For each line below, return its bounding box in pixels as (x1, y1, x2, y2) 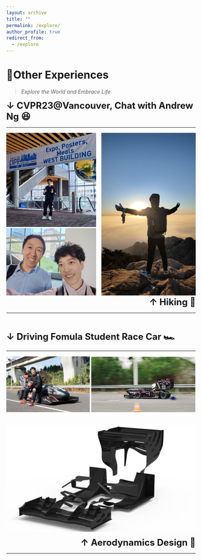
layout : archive (6, 10, 47, 16)
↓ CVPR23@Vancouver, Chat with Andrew (6, 99, 194, 111)
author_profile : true (6, 29, 61, 35)
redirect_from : (6, 35, 44, 42)
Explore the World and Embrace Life (20, 88, 111, 95)
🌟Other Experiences (6, 68, 109, 82)
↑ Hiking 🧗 (149, 296, 196, 308)
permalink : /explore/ (6, 22, 61, 28)
